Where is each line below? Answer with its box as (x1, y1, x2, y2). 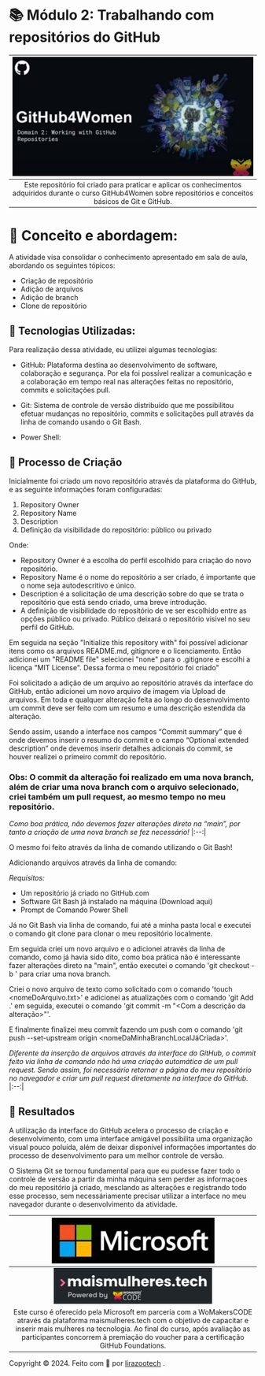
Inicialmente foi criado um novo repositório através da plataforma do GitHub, (9, 476, 257, 485)
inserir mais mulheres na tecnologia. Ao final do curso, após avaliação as (15, 1324, 251, 1333)
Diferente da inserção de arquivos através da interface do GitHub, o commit (9, 1048, 256, 1058)
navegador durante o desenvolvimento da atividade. (9, 1200, 178, 1209)
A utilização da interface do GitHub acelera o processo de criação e (9, 1126, 229, 1135)
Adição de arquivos (20, 284, 83, 294)
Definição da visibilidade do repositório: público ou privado (20, 525, 212, 534)
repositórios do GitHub (9, 28, 160, 46)
